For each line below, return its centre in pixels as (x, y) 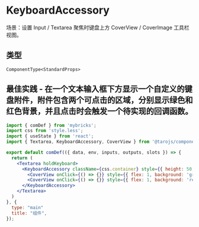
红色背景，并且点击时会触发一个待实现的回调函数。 (99, 111)
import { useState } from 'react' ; (50, 136)
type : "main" (28, 207)
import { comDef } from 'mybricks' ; (51, 125)
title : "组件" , (29, 213)
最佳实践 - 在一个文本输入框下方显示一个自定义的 (95, 89)
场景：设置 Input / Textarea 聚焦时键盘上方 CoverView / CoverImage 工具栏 (98, 27)
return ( (22, 158)
